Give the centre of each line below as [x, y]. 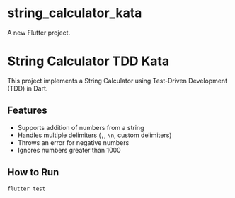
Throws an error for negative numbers [73, 142]
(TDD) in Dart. [28, 88]
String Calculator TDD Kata [88, 61]
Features [27, 111]
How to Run [33, 172]
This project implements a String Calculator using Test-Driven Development [117, 81]
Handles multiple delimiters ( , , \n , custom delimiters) [94, 135]
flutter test [27, 189]
